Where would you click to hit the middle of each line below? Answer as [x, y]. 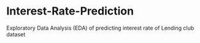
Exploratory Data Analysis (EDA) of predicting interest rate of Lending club [100, 28]
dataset [16, 34]
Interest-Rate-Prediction [70, 11]
